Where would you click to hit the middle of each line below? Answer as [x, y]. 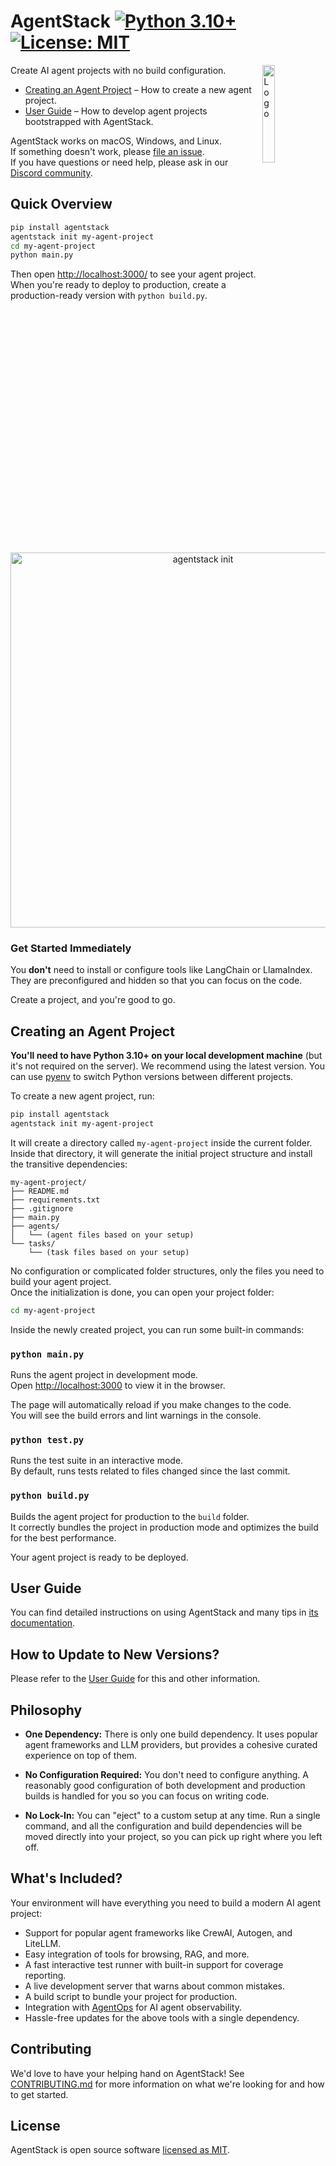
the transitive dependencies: [69, 1164]
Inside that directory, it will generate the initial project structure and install [161, 1153]
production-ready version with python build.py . [109, 296]
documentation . [43, 1623]
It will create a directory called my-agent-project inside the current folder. [161, 1142]
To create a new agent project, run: [82, 1096]
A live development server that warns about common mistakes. [154, 1986]
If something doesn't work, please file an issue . [107, 151]
